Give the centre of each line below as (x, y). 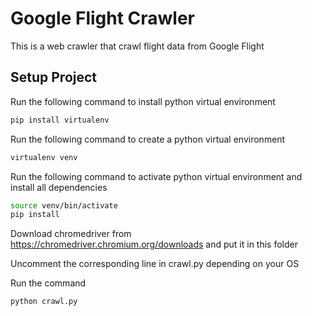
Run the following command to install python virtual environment (143, 101)
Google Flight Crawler (103, 18)
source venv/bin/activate (64, 205)
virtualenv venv (44, 157)
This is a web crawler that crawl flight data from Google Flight (137, 46)
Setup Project (54, 77)
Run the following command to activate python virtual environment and (156, 176)
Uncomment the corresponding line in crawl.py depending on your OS (155, 264)
